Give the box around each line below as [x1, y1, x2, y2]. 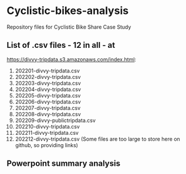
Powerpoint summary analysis [6, 159, 121, 169]
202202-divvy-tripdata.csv [15, 73, 81, 80]
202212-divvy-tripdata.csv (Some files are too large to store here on [15, 135, 181, 142]
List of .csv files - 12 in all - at [6, 40, 116, 50]
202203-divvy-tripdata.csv [15, 79, 81, 86]
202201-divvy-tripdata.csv [15, 67, 80, 74]
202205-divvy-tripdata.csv [15, 92, 81, 99]
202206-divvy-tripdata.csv [15, 98, 81, 105]
